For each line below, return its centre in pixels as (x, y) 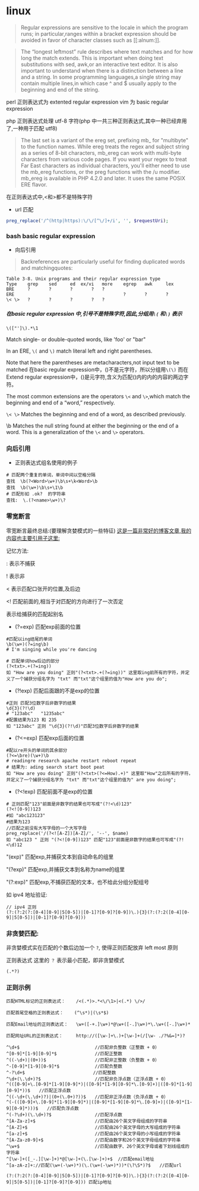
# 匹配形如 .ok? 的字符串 (36, 494)
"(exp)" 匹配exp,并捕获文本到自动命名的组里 (60, 856)
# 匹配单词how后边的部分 (33, 661)
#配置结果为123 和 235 (31, 720)
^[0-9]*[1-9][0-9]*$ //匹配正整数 (64, 1054)
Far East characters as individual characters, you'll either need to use (105, 166)
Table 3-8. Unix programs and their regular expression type (83, 279)
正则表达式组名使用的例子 (46, 463)
